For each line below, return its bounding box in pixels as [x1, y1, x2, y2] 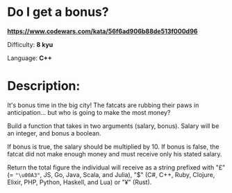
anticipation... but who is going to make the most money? [7, 108, 171, 116]
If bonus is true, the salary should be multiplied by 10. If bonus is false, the [7, 143, 219, 151]
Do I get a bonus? [7, 4, 109, 20]
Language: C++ [7, 53, 52, 62]
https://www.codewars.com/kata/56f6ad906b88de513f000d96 [7, 27, 198, 35]
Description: [7, 78, 81, 94]
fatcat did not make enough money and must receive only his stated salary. [7, 149, 222, 158]
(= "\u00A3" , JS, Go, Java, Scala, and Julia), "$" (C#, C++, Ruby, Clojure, [7, 170, 215, 178]
